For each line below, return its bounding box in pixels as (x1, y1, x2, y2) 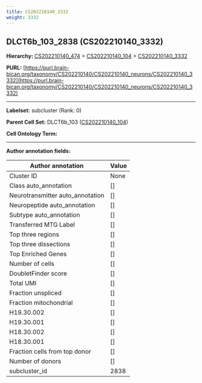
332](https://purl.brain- (6, 77, 64, 84)
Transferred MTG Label (9, 220, 75, 229)
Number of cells (9, 259, 55, 268)
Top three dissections (9, 240, 70, 249)
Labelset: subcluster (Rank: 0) (6, 107, 82, 114)
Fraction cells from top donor (9, 348, 91, 356)
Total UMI (9, 279, 37, 288)
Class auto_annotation (9, 181, 72, 190)
